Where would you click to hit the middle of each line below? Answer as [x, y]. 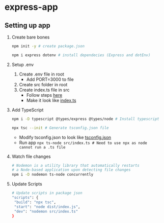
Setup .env [23, 64]
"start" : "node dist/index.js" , [47, 207]
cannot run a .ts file [42, 147]
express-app [31, 7]
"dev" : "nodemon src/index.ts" [46, 211]
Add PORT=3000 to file [50, 79]
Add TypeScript [27, 110]
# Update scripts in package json [47, 193]
